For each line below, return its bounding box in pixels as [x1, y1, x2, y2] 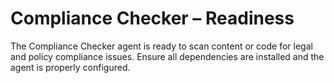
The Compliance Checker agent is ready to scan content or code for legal [10, 40, 313, 52]
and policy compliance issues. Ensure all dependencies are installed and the [10, 50, 325, 62]
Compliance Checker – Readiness [10, 7, 295, 30]
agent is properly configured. [10, 61, 131, 73]
